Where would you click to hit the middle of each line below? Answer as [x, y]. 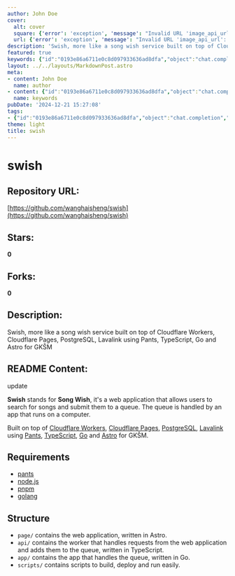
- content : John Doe [37, 79]
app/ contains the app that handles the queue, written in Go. [104, 558]
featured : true [29, 53]
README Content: [48, 369]
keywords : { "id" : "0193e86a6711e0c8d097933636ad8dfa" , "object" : [101, 59]
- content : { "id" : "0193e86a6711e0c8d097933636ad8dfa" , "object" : [103, 92]
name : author [33, 85]
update [17, 386]
